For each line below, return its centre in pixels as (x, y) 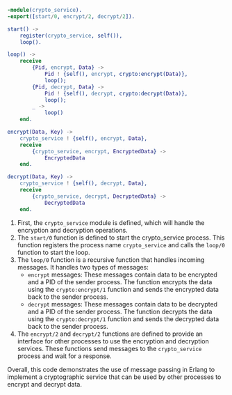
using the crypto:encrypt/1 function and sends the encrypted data (123, 289)
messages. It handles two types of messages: (83, 267)
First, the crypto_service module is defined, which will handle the (111, 222)
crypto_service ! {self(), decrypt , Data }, (84, 184)
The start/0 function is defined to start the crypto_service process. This (121, 238)
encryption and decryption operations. (72, 230)
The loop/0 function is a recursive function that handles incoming (111, 260)
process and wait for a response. (65, 356)
